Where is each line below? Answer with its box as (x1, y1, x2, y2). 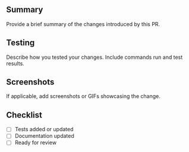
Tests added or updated (14, 126, 74, 133)
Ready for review (14, 139, 57, 146)
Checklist (6, 110, 43, 120)
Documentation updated (14, 132, 74, 140)
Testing (6, 38, 35, 48)
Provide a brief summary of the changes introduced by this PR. (6, 20, 160, 27)
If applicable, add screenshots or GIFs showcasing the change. (6, 93, 160, 100)
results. (6, 59, 25, 67)
